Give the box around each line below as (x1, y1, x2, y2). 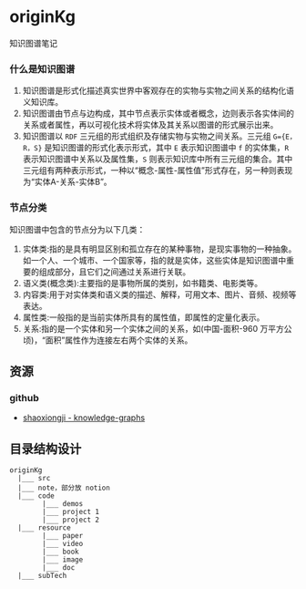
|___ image (42, 555, 84, 564)
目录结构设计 (9, 440, 82, 457)
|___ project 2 (42, 515, 100, 525)
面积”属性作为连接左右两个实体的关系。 (45, 335, 193, 346)
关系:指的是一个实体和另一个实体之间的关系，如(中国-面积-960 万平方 (22, 323, 284, 334)
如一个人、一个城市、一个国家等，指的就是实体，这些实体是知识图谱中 (22, 254, 287, 265)
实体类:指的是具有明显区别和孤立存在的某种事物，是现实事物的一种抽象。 (22, 243, 297, 254)
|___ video (42, 540, 84, 549)
